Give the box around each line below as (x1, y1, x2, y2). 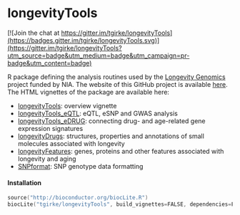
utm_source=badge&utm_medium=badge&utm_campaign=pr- (7, 51, 190, 60)
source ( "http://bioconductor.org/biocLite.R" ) (7, 194, 149, 201)
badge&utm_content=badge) (7, 58, 92, 67)
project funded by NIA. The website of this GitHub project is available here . (7, 80, 228, 88)
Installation (7, 178, 41, 187)
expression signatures (17, 124, 84, 132)
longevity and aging (17, 154, 76, 163)
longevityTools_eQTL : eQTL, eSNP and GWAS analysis (17, 109, 179, 117)
